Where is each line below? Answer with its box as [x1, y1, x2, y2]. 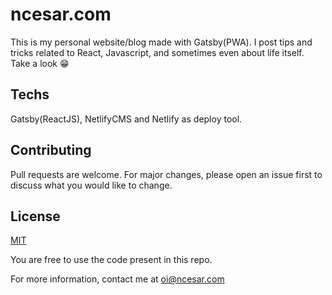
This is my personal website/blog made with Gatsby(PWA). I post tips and [10, 36, 313, 48]
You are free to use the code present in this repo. [10, 254, 213, 266]
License [10, 208, 61, 225]
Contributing [10, 142, 92, 159]
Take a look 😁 [10, 57, 70, 69]
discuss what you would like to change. [10, 179, 173, 191]
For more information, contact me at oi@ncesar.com [10, 273, 225, 285]
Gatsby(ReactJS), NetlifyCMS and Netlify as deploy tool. [10, 113, 243, 125]
